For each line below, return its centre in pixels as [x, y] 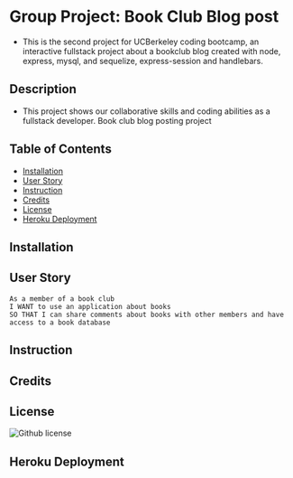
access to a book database [60, 323]
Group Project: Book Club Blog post [144, 17]
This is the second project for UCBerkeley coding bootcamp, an [141, 42]
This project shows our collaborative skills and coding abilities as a [146, 111]
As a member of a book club [62, 299]
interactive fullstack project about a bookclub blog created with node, [151, 51]
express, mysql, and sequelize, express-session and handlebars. [142, 61]
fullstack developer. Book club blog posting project [117, 120]
